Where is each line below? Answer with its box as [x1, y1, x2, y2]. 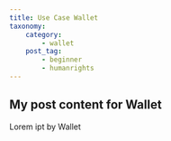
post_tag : [25, 47, 63, 56]
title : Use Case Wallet [9, 13, 99, 23]
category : [25, 30, 63, 39]
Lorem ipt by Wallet [9, 121, 81, 132]
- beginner [41, 55, 83, 64]
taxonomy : [9, 22, 47, 31]
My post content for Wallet [9, 97, 162, 113]
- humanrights [41, 64, 94, 73]
